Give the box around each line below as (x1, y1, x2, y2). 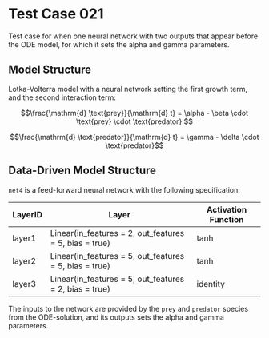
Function (209, 213, 244, 225)
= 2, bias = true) (50, 283, 110, 294)
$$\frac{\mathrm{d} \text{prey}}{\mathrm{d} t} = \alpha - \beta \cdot (20, 108, 249, 117)
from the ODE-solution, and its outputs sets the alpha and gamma (8, 312, 224, 322)
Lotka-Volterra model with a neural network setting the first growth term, (8, 84, 248, 93)
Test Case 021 (8, 5, 104, 23)
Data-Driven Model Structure (8, 164, 157, 177)
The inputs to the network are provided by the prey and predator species (8, 304, 249, 313)
